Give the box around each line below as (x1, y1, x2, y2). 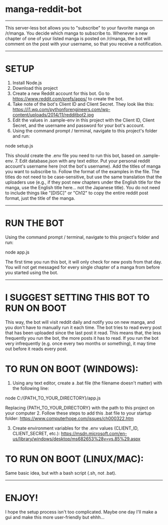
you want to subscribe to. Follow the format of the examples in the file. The (5, 168, 160, 174)
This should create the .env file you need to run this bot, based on (5, 152, 141, 159)
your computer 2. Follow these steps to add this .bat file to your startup (5, 410, 151, 416)
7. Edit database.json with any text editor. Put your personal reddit (14, 158, 150, 164)
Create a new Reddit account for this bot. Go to (12, 90, 110, 96)
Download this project (12, 85, 58, 91)
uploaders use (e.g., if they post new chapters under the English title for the (5, 179, 161, 185)
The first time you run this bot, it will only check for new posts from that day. (5, 258, 162, 265)
